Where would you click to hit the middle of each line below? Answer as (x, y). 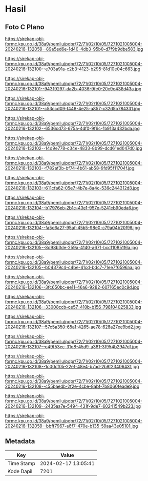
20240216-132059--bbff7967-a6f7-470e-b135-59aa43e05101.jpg (72, 426)
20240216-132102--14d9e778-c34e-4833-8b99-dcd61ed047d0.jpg (74, 148)
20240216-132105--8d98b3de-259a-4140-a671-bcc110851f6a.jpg (72, 247)
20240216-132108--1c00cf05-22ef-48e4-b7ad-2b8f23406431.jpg (72, 366)
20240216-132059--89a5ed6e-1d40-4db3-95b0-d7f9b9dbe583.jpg (74, 49)
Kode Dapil (20, 471)
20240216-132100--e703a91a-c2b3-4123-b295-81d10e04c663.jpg (73, 69)
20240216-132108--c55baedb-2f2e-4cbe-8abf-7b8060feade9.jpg (72, 386)
